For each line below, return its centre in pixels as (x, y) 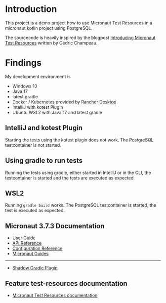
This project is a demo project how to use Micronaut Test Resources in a (79, 23)
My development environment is (38, 76)
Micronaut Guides (30, 254)
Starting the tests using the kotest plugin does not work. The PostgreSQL (80, 140)
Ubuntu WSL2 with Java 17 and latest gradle (57, 112)
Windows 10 (25, 86)
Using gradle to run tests (44, 161)
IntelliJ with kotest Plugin (38, 107)
